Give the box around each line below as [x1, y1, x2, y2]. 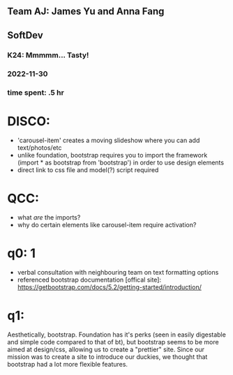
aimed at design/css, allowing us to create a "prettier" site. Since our [7, 345, 204, 354]
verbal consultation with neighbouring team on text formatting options [17, 268, 219, 277]
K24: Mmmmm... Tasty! [7, 50, 89, 60]
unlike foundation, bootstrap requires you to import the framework [17, 151, 208, 160]
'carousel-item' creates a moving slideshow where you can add [17, 136, 200, 145]
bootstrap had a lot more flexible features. [7, 360, 128, 369]
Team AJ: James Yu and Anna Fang [7, 6, 165, 17]
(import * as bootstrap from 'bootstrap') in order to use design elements [17, 158, 225, 167]
